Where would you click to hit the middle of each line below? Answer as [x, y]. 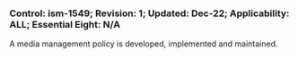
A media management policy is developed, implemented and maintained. [144, 44]
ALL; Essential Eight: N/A [65, 24]
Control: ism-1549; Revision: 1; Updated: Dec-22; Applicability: [149, 13]
